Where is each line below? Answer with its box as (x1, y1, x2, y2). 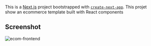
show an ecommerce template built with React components (5, 9, 123, 15)
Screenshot (5, 23, 41, 31)
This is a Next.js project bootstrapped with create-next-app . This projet (5, 4, 147, 10)
